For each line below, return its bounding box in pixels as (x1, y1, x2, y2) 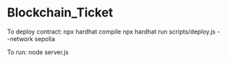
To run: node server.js (7, 48, 69, 56)
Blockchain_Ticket (7, 5, 113, 21)
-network (7, 34, 34, 42)
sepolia (34, 34, 55, 42)
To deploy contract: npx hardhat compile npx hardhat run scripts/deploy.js (7, 27, 216, 36)
